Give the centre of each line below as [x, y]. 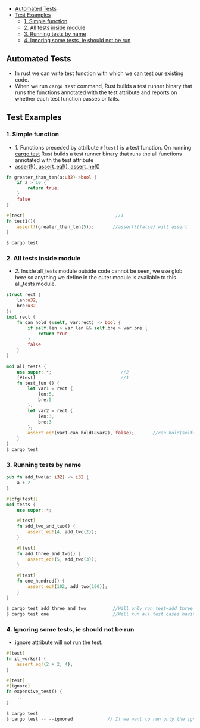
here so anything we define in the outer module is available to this [96, 278]
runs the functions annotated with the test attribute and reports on [96, 92]
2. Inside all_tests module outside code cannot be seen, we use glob [99, 271]
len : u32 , [28, 300]
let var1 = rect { [50, 389]
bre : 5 [45, 400]
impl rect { [21, 317]
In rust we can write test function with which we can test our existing [99, 73]
